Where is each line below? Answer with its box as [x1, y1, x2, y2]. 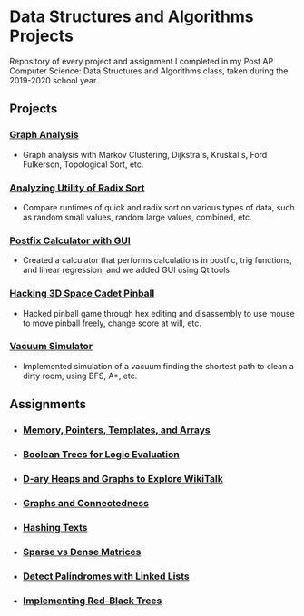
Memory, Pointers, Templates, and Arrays [22, 424, 211, 436]
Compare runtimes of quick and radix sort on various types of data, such [22, 201, 295, 212]
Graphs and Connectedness [22, 496, 150, 509]
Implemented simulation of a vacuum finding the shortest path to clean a [22, 360, 295, 371]
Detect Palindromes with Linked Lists [22, 570, 190, 582]
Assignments [9, 396, 87, 412]
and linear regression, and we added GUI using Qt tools [22, 265, 230, 276]
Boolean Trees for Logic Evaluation [22, 448, 180, 461]
